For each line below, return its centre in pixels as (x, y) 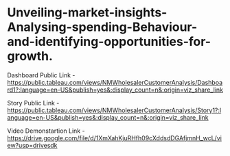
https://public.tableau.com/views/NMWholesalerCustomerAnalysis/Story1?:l (114, 110)
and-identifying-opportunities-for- (109, 42)
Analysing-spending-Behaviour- (102, 27)
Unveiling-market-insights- (87, 13)
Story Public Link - (33, 103)
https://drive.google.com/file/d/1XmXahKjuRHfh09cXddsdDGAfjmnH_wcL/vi (114, 138)
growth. (30, 56)
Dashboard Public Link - (41, 75)
